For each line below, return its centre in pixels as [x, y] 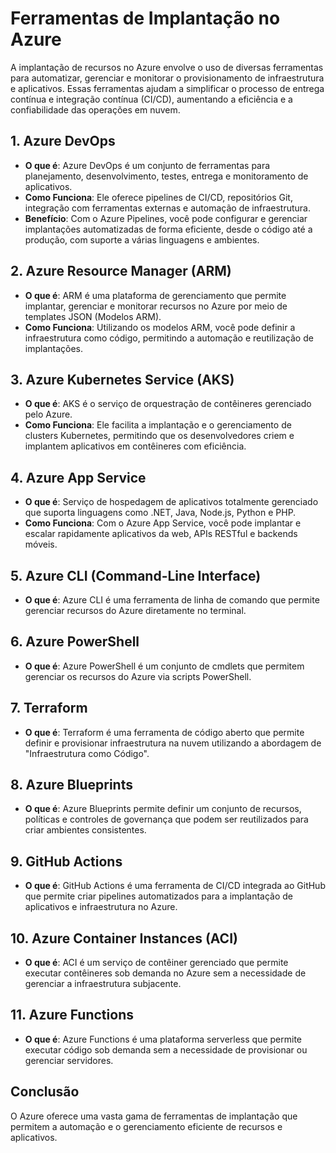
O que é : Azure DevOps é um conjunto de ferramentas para [147, 165]
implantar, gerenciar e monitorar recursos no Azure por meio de [156, 306]
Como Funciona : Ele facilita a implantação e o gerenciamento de [158, 425]
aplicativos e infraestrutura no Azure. [101, 907]
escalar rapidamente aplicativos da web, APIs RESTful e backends [161, 534]
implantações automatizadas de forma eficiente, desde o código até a [168, 229]
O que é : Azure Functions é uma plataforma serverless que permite [163, 1039]
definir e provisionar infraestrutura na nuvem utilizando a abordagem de [173, 743]
